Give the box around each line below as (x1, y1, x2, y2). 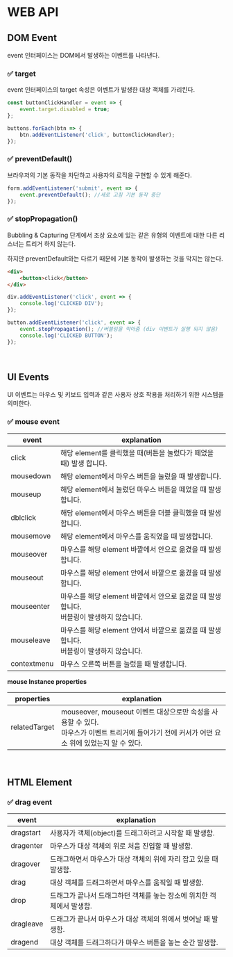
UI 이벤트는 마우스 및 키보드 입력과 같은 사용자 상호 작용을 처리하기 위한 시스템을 (7, 391, 224, 399)
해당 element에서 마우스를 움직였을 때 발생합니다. (60, 531, 214, 541)
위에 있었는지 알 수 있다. (69, 738, 144, 748)
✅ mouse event (7, 417, 60, 427)
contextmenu (10, 658, 54, 668)
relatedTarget (10, 722, 55, 732)
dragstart (10, 828, 41, 837)
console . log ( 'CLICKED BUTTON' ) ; (19, 332, 113, 339)
